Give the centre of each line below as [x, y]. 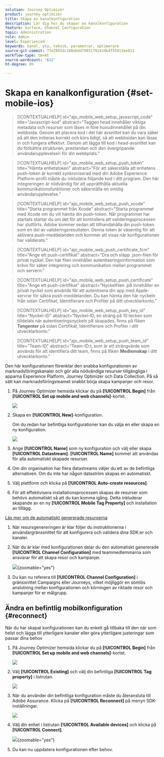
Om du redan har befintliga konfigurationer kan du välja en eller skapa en [86, 424]
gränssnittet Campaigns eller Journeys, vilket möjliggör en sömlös [79, 582]
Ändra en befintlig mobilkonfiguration [64, 608]
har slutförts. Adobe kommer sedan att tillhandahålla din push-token [86, 225]
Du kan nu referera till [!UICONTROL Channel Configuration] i [75, 577]
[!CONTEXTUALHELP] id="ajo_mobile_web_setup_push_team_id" [83, 341]
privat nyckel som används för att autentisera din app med [76, 290]
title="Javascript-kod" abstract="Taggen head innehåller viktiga [81, 122]
